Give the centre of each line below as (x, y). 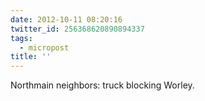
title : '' (31, 57)
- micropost (44, 47)
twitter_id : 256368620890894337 (77, 29)
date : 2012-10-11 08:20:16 (66, 19)
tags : (21, 38)
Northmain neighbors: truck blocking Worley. (102, 85)
